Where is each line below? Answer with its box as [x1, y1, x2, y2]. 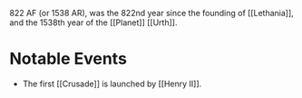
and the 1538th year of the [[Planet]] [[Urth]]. [9, 17, 178, 28]
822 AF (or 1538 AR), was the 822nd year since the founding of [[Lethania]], [9, 8, 295, 18]
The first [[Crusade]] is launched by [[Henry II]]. [22, 78, 202, 89]
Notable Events [9, 49, 127, 69]
